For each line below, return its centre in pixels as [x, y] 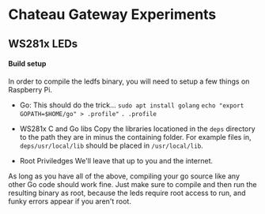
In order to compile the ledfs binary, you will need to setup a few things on [129, 81]
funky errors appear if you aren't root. [70, 201]
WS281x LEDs [43, 44]
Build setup [27, 64]
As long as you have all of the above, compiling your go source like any [124, 176]
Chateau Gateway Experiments [112, 15]
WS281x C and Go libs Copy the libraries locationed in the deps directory [137, 129]
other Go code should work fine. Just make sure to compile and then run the [132, 184]
